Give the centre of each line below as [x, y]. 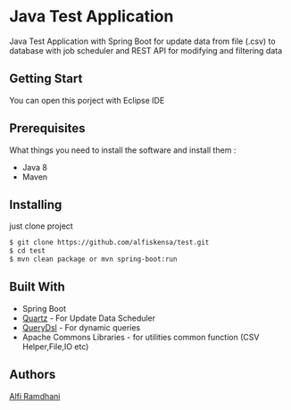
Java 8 [34, 167]
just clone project [41, 226]
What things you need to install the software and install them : [123, 150]
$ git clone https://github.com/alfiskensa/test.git [109, 243]
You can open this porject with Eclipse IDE [87, 100]
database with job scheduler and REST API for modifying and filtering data [146, 50]
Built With [37, 287]
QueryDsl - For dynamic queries [81, 327]
